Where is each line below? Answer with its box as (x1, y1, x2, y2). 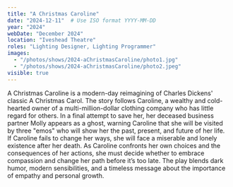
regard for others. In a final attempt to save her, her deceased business (7, 111, 214, 120)
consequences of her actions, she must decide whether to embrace (7, 149, 205, 157)
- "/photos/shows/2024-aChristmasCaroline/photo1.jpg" (13, 56, 179, 64)
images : (7, 50, 30, 57)
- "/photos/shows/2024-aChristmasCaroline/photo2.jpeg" (13, 63, 181, 70)
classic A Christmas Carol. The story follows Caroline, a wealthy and (7, 96, 206, 104)
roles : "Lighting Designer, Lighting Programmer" (7, 43, 157, 50)
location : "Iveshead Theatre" (7, 37, 97, 44)
